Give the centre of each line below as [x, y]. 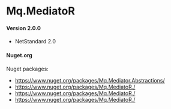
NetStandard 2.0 [35, 42]
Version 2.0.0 [23, 28]
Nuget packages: [28, 69]
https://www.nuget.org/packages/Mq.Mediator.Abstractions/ [90, 80]
